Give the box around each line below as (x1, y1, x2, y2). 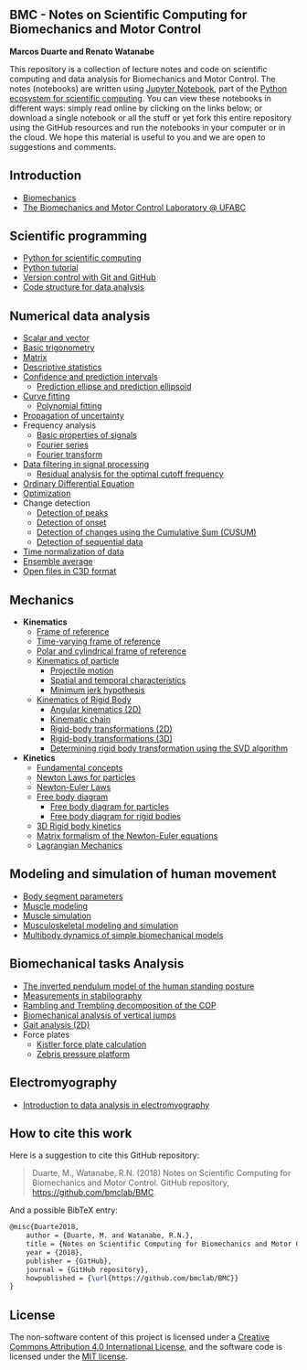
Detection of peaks (36, 508, 109, 519)
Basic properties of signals (36, 430, 137, 441)
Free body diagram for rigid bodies (49, 811, 181, 822)
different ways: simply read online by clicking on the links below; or (9, 102, 263, 113)
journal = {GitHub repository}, (26, 1265, 149, 1274)
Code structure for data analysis (22, 282, 144, 293)
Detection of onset (36, 517, 107, 529)
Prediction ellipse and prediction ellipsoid (36, 381, 192, 392)
